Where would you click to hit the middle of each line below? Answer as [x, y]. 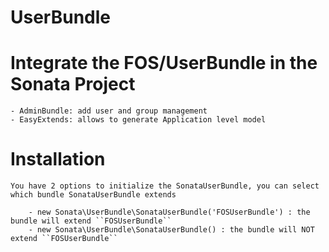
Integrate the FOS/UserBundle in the [164, 63]
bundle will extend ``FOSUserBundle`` [91, 221]
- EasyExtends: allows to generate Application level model [138, 120]
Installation [58, 159]
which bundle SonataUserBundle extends [93, 195]
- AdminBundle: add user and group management [109, 111]
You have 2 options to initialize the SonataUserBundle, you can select [165, 186]
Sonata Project [73, 84]
